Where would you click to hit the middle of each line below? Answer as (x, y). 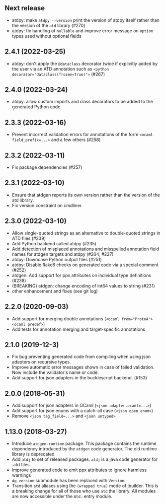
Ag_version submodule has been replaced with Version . (69, 480)
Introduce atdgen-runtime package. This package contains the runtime (84, 443)
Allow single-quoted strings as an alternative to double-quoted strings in (86, 233)
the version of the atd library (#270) (48, 25)
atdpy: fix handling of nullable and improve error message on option (82, 31)
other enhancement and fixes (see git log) (55, 291)
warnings (21, 475)
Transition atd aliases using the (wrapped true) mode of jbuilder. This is (85, 486)
